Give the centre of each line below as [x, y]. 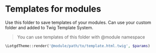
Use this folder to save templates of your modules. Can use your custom [78, 22]
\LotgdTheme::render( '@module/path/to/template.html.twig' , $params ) [78, 46]
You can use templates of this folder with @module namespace [81, 37]
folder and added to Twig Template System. [49, 27]
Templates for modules [53, 9]
